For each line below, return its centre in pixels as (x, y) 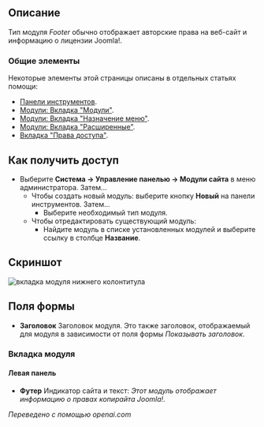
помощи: (23, 87)
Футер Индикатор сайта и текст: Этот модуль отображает (118, 391)
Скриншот (35, 262)
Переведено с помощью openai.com (70, 414)
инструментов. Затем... (71, 204)
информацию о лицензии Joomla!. (65, 40)
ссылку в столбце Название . (92, 238)
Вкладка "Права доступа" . (64, 135)
